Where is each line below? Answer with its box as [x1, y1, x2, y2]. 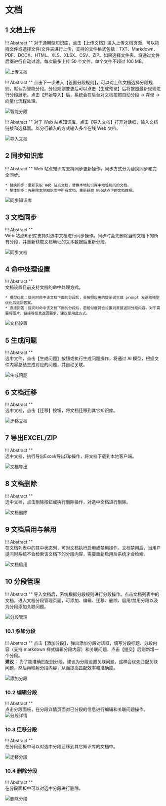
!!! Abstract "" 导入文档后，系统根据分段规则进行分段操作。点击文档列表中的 [5, 591, 160, 597]
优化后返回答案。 [5, 301, 35, 305]
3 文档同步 [5, 213, 37, 222]
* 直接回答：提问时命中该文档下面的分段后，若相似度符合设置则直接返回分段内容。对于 [5, 305, 157, 311]
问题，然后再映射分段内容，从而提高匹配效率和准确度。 [5, 664, 118, 671]
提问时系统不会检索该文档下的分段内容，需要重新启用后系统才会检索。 [5, 551, 148, 557]
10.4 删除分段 [5, 768, 38, 775]
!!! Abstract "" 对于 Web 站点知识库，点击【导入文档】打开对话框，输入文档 [5, 119, 158, 125]
